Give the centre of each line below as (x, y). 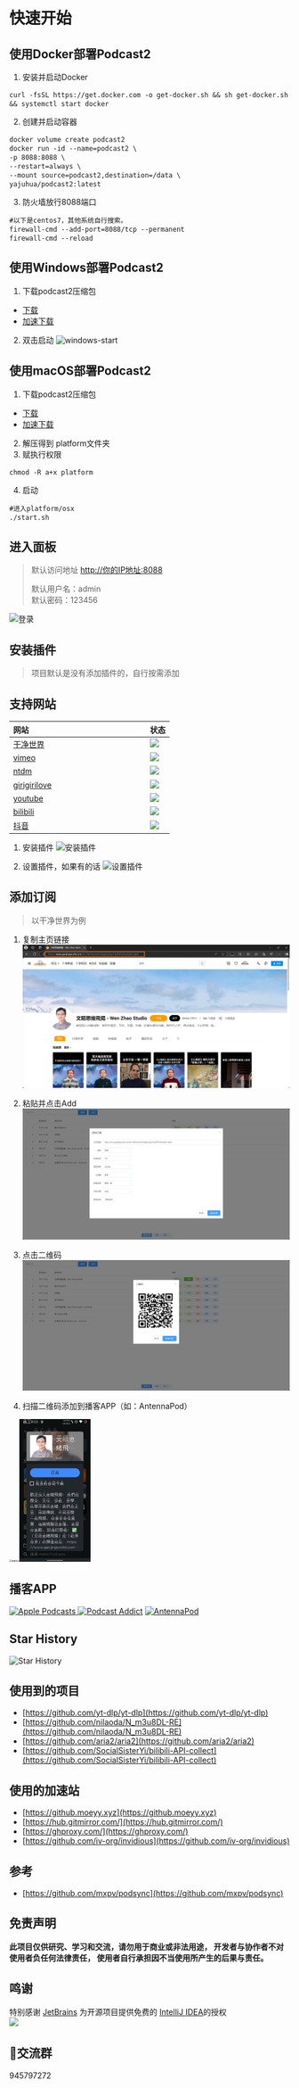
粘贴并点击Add (49, 1103)
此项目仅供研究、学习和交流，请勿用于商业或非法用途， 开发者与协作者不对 (147, 1946)
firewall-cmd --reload (51, 238)
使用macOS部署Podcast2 (80, 371)
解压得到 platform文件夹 (66, 443)
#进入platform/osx (42, 508)
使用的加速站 (44, 1791)
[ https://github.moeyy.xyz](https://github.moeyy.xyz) (119, 1812)
